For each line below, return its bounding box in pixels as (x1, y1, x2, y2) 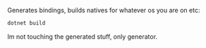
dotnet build (7, 20, 46, 27)
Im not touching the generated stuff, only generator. (7, 32, 157, 41)
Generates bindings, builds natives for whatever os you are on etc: (7, 6, 200, 14)
